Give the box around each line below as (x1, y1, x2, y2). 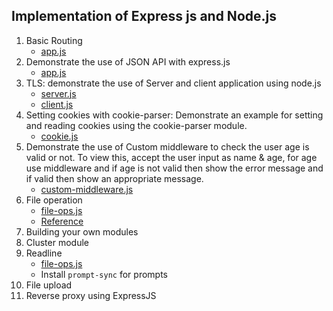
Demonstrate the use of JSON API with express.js (25, 55, 231, 68)
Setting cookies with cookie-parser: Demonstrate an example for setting (25, 109, 324, 121)
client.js (40, 98, 74, 110)
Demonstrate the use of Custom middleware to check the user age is (25, 140, 310, 153)
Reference (40, 215, 84, 227)
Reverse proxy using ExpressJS (25, 289, 157, 301)
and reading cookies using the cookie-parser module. (25, 119, 248, 131)
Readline (25, 247, 63, 259)
